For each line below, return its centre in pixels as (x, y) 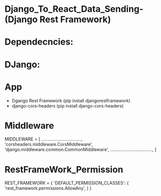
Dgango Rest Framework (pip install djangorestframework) (71, 100)
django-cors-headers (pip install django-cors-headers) (68, 106)
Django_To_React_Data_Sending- (74, 9)
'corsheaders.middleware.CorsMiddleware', (49, 144)
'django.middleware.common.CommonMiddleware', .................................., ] (80, 150)
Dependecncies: (39, 42)
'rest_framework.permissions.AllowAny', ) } (48, 188)
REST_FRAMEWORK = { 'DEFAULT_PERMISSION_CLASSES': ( (67, 183)
